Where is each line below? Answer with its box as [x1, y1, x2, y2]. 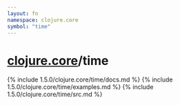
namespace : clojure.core [7, 17, 79, 23]
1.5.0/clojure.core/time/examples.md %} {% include [7, 83, 154, 91]
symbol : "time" [7, 23, 51, 30]
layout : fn [7, 10, 39, 17]
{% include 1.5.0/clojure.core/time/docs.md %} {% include [7, 75, 173, 84]
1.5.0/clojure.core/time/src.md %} [7, 90, 103, 99]
